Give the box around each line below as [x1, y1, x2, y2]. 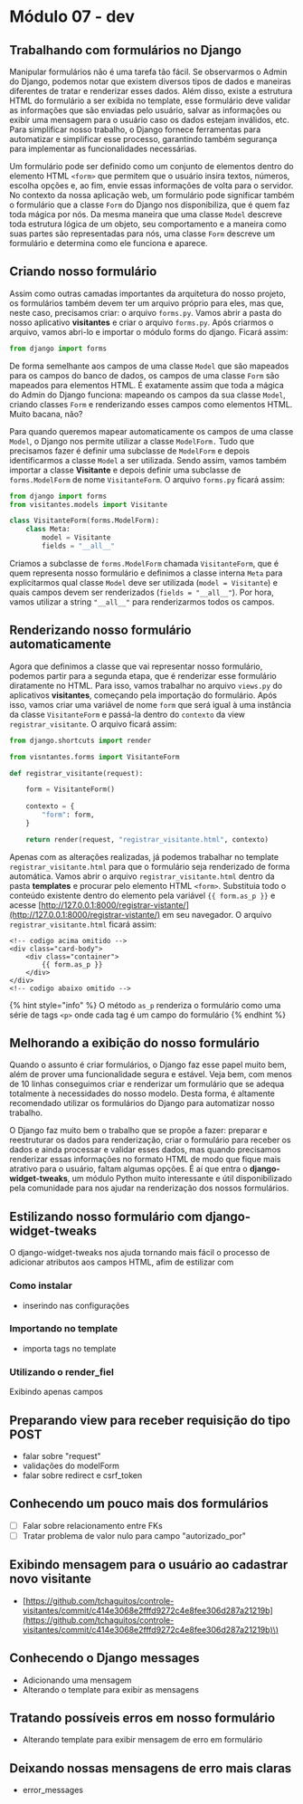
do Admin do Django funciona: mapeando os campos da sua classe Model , [9, 389, 287, 400]
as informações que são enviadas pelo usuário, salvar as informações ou [9, 105, 282, 115]
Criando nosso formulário [9, 264, 157, 280]
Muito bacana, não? [9, 408, 83, 419]
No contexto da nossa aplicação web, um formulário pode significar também [9, 190, 295, 200]
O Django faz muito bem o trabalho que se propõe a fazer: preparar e [9, 1125, 268, 1136]
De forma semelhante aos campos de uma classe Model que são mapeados [9, 360, 289, 371]
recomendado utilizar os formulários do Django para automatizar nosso [9, 1098, 275, 1109]
